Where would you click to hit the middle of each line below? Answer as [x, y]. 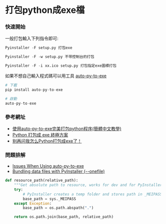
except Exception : [33, 203]
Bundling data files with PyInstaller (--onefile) [59, 172]
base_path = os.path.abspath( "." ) [58, 208]
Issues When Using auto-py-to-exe [48, 166]
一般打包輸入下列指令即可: [32, 39]
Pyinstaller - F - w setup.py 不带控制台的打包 [50, 57]
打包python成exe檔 [45, 10]
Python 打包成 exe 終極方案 [40, 134]
